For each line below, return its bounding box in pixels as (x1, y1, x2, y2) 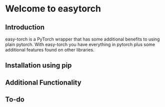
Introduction (5, 23, 45, 31)
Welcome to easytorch (5, 3, 101, 14)
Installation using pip (5, 61, 72, 70)
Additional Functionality (5, 78, 81, 86)
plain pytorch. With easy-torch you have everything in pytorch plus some (5, 41, 155, 47)
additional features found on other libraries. (5, 47, 94, 52)
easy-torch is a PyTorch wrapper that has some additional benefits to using (5, 36, 160, 42)
